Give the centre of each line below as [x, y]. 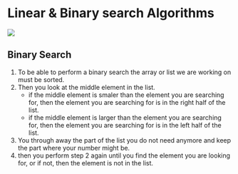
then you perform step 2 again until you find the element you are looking [124, 155]
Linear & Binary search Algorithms [111, 13]
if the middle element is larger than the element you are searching [125, 117]
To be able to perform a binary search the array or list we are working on [124, 72]
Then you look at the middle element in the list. [86, 87]
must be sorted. [41, 79]
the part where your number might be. [74, 148]
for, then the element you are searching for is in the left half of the [125, 125]
